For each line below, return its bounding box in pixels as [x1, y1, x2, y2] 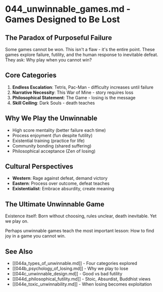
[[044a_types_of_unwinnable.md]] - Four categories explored [12, 261, 137, 266]
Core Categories [5, 71, 57, 80]
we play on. [5, 218, 29, 224]
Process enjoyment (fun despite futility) [12, 132, 93, 138]
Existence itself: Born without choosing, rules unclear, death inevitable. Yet [5, 213, 157, 219]
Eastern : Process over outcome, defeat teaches [12, 180, 110, 186]
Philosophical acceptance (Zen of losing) [12, 148, 96, 154]
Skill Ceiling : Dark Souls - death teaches [12, 100, 95, 106]
